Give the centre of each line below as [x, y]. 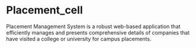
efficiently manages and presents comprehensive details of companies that [98, 32]
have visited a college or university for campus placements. [79, 39]
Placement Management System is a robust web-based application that [93, 26]
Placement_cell [44, 10]
